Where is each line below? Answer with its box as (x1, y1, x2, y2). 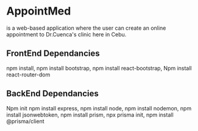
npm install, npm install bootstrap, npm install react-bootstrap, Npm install (6, 64, 192, 72)
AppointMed (6, 4, 71, 18)
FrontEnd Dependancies (6, 49, 101, 59)
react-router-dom (6, 71, 51, 78)
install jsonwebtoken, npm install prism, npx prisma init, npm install (6, 111, 174, 118)
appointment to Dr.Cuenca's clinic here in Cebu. (6, 30, 127, 38)
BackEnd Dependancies (6, 89, 99, 99)
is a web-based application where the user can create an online (6, 24, 166, 32)
